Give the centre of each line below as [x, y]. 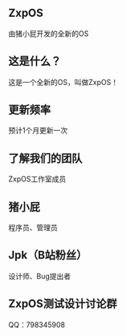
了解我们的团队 [45, 158]
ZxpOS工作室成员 [37, 179]
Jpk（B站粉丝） [48, 255]
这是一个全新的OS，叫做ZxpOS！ [63, 82]
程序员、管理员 [33, 228]
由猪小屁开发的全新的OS [49, 33]
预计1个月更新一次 [38, 131]
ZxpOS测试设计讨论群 [63, 304]
